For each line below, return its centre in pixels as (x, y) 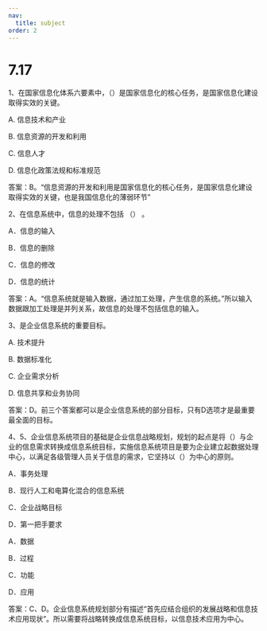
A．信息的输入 (32, 231)
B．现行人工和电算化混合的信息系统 (66, 491)
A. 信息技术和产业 (37, 119)
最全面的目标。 (33, 420)
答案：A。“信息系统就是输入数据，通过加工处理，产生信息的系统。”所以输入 (130, 298)
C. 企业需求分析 (34, 376)
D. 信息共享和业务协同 (44, 393)
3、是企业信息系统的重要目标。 (59, 325)
